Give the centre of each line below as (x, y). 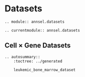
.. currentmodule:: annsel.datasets (42, 30)
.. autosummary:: (22, 57)
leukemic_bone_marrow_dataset (45, 70)
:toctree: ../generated (38, 61)
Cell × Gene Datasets (38, 46)
